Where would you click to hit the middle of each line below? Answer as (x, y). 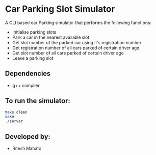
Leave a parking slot (33, 58)
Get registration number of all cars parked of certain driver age (76, 48)
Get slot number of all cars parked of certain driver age (68, 53)
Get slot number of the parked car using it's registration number (77, 42)
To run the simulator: (38, 101)
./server (14, 121)
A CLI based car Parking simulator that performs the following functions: (78, 23)
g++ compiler (26, 85)
